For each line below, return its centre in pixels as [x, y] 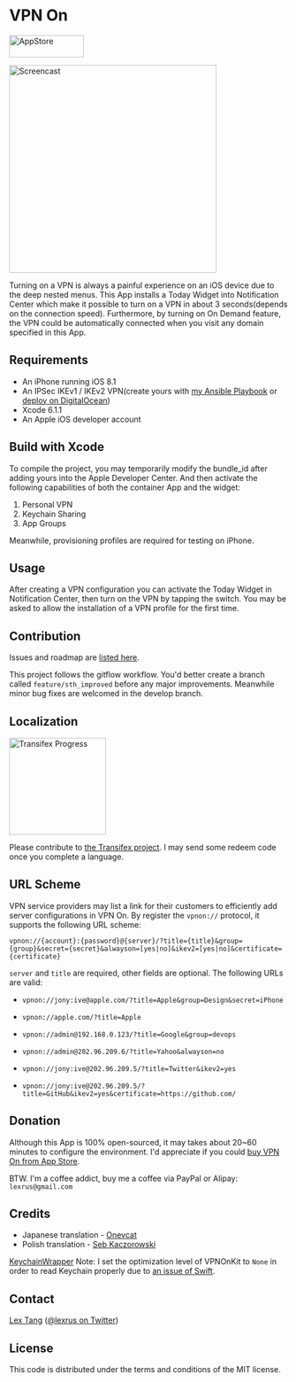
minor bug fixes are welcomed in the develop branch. [106, 694]
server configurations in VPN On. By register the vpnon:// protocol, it [134, 915]
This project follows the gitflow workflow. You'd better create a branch [137, 675]
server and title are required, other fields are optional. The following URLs [146, 973]
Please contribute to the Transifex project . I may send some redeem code [143, 847]
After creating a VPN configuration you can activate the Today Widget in [140, 589]
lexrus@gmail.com [41, 1187]
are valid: [26, 982]
